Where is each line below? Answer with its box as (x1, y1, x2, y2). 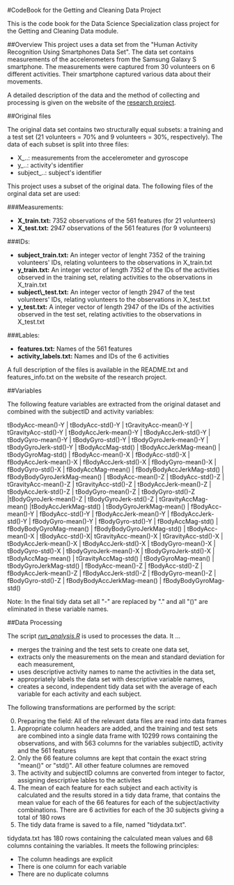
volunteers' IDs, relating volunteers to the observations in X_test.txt (17, 296, 210, 303)
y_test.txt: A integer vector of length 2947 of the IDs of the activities (17, 303, 214, 311)
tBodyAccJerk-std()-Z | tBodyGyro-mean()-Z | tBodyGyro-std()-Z (7, 487, 196, 496)
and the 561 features (17, 746, 77, 755)
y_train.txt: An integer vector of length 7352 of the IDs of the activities (17, 266, 220, 274)
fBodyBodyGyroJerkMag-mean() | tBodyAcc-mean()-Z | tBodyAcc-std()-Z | (7, 473, 225, 481)
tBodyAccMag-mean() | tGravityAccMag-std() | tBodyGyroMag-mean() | (7, 554, 214, 562)
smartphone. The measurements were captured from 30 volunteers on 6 (7, 63, 215, 70)
